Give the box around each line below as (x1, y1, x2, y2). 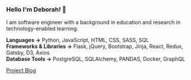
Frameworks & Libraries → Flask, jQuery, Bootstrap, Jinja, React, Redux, (6, 43, 183, 50)
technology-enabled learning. (6, 25, 79, 32)
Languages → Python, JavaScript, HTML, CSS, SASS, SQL (6, 37, 149, 44)
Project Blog (6, 67, 36, 74)
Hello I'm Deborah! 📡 (6, 5, 66, 14)
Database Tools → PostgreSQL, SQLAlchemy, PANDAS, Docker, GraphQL (6, 56, 186, 63)
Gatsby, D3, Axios (6, 49, 50, 56)
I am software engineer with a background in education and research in (6, 19, 181, 26)
